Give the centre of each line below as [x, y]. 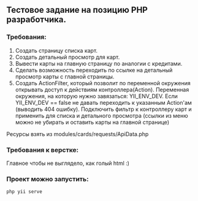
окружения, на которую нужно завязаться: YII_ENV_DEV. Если [96, 96]
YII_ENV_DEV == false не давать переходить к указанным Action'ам [103, 102]
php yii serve [25, 192]
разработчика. [36, 20]
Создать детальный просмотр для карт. [67, 57]
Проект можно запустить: [48, 179]
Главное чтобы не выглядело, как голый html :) [68, 163]
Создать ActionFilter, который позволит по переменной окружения [103, 83]
